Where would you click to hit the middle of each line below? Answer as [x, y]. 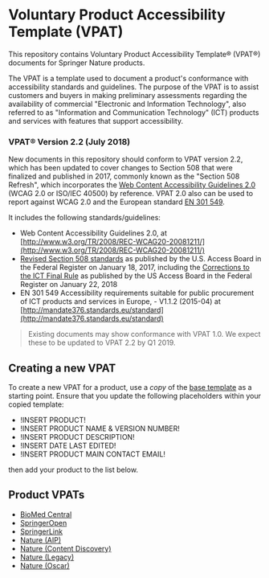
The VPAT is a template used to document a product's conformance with [128, 78]
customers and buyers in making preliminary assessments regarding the [128, 95]
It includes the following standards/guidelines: [84, 218]
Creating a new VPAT [62, 368]
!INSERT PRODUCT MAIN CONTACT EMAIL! [93, 454]
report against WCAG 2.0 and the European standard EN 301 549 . [116, 202]
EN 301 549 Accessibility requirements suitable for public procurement [137, 293]
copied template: [36, 404]
